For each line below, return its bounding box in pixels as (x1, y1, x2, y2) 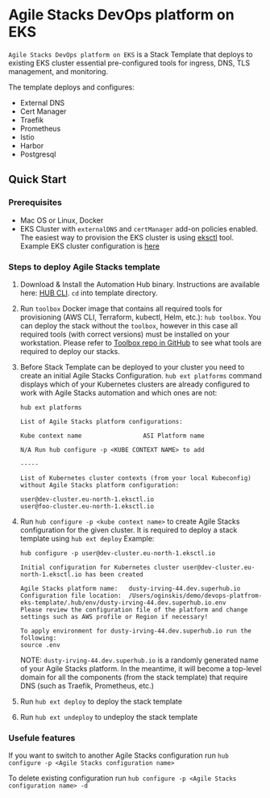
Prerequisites (8, 197, 62, 208)
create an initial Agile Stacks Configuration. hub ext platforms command (19, 370, 262, 380)
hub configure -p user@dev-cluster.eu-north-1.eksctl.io (19, 549, 216, 558)
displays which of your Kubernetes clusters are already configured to (19, 379, 250, 389)
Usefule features (8, 732, 76, 743)
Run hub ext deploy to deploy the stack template (19, 696, 183, 706)
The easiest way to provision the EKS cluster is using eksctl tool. (19, 232, 235, 242)
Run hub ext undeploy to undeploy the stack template (19, 712, 198, 721)
